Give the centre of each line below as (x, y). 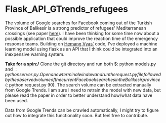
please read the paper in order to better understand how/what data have (79, 95)
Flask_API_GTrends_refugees (67, 9)
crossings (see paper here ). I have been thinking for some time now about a (82, 33)
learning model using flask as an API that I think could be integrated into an (82, 49)
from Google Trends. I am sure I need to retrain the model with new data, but (83, 90)
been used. (17, 100)
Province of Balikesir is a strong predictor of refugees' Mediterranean (76, 28)
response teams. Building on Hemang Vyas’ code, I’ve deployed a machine (81, 43)
